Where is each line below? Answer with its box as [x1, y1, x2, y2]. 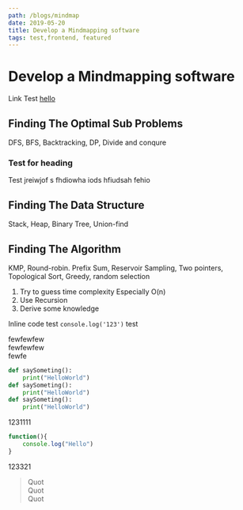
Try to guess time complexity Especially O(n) [19, 286, 166, 297]
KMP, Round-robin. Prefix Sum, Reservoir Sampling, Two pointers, [8, 263, 224, 273]
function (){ [8, 433, 47, 441]
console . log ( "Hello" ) [22, 440, 93, 448]
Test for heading [8, 157, 73, 168]
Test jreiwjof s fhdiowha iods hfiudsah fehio [8, 176, 150, 185]
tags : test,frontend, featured [8, 33, 112, 42]
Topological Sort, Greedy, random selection [8, 271, 150, 281]
